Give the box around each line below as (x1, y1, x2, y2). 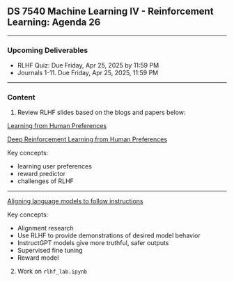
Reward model (17, 253, 59, 262)
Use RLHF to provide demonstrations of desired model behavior (17, 231, 201, 240)
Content (7, 93, 36, 102)
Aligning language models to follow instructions (7, 197, 143, 205)
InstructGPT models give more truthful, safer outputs (17, 239, 169, 247)
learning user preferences (17, 162, 93, 171)
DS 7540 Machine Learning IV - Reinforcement (7, 6, 214, 17)
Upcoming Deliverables (7, 45, 88, 55)
